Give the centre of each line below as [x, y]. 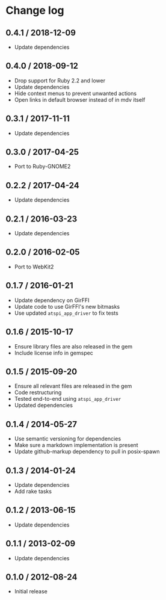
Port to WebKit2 [34, 267]
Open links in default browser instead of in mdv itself [80, 99]
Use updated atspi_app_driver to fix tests [66, 313]
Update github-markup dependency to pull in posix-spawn [87, 451]
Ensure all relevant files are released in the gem [73, 386]
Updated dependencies [44, 405]
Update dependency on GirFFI [52, 300]
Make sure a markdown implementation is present [76, 445]
